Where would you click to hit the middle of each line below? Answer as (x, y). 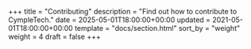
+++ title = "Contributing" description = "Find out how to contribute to (123, 11)
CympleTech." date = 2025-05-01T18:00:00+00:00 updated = (110, 20)
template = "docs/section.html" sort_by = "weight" (157, 28)
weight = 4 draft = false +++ (54, 36)
